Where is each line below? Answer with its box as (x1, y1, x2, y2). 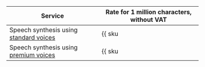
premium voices (9, 51, 56, 59)
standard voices (9, 33, 56, 41)
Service (41, 12, 64, 20)
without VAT (130, 15, 167, 24)
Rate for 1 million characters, (106, 8, 192, 16)
